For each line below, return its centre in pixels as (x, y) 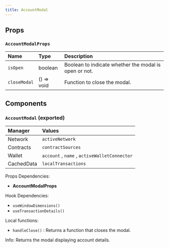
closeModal (21, 82)
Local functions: (22, 220)
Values (51, 131)
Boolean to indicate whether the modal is (112, 65)
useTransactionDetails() (38, 211)
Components (26, 103)
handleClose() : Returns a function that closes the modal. (72, 230)
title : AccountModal (27, 10)
